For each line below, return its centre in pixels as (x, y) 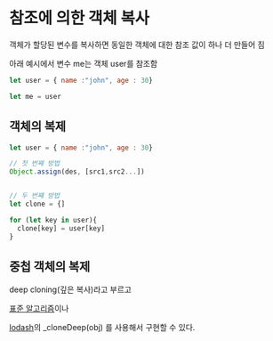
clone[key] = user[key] (61, 228)
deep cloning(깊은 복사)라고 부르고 (70, 289)
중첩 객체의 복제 (50, 267)
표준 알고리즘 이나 (39, 309)
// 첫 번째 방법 (35, 164)
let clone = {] (37, 204)
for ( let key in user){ (53, 220)
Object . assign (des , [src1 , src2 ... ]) (77, 172)
